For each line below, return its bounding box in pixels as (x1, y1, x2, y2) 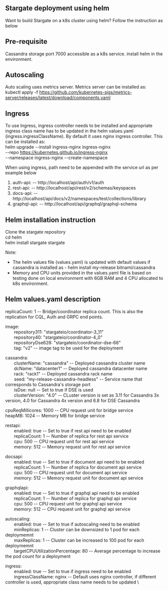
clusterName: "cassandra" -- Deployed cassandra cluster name (14, 360, 145, 366)
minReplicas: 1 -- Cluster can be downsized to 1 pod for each (14, 526, 140, 533)
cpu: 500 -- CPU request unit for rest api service (14, 438, 114, 445)
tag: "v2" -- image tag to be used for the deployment (14, 345, 123, 351)
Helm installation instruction (5, 215, 96, 224)
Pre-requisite (5, 37, 48, 46)
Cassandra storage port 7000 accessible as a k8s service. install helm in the (5, 50, 163, 57)
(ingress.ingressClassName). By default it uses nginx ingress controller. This (5, 133, 163, 139)
